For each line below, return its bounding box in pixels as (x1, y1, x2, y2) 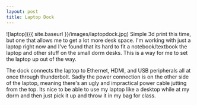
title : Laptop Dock (6, 14, 55, 20)
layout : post (6, 8, 39, 15)
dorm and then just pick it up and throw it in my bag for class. (6, 92, 156, 99)
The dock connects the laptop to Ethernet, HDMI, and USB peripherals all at (6, 67, 191, 74)
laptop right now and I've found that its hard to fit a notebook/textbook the (6, 42, 188, 50)
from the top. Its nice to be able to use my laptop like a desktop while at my (6, 86, 190, 93)
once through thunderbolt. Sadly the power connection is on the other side (6, 73, 189, 80)
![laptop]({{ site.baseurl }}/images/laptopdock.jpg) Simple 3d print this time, (6, 30, 192, 37)
